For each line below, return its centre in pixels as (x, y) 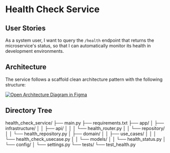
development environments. (35, 51)
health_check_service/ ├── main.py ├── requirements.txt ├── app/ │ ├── (85, 123)
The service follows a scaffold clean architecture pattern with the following (84, 79)
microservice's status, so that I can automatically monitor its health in (78, 46)
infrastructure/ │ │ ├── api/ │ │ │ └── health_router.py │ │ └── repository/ (85, 128)
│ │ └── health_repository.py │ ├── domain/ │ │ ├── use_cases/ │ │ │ (81, 134)
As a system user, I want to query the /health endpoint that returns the (80, 40)
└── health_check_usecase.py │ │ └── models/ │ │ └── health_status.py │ (86, 139)
